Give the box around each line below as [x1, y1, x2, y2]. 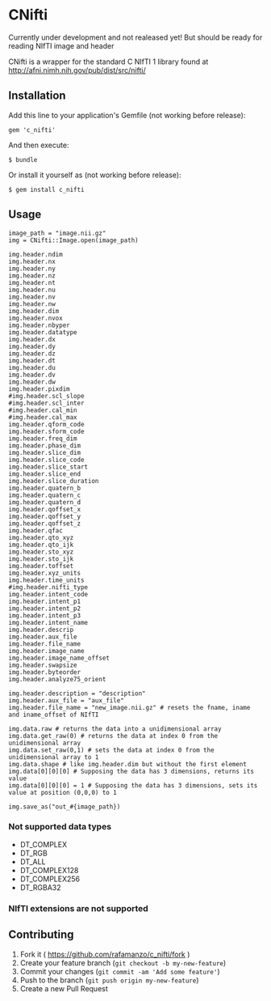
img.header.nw [8, 299, 56, 308]
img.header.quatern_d [8, 498, 81, 507]
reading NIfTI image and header [8, 40, 115, 50]
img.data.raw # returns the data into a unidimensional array [8, 724, 222, 733]
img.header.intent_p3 [8, 611, 81, 620]
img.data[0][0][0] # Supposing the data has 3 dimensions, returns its [8, 767, 254, 775]
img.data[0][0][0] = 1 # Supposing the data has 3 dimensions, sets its [8, 781, 258, 790]
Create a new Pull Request [19, 983, 109, 993]
